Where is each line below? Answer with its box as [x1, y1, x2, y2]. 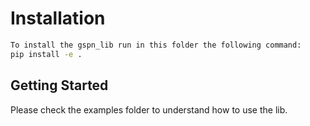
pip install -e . [10, 49, 83, 59]
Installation [10, 7, 106, 30]
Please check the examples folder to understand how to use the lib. [10, 103, 288, 116]
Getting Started [10, 77, 109, 94]
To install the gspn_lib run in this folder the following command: [10, 40, 302, 50]
